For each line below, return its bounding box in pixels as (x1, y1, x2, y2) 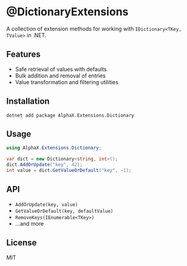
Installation (6, 96, 50, 107)
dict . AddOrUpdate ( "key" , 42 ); (6, 162, 83, 168)
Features (6, 49, 41, 60)
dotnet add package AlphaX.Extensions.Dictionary (6, 112, 135, 118)
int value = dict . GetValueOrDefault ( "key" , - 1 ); (6, 167, 132, 173)
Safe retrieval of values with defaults (15, 65, 107, 73)
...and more (15, 220, 44, 227)
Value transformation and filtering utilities (15, 78, 118, 85)
